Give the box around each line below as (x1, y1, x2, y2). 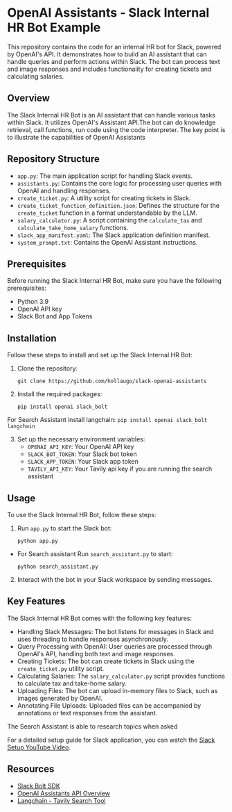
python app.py (17, 537, 58, 544)
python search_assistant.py (17, 563, 98, 570)
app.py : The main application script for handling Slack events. (17, 172, 193, 180)
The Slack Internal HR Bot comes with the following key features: (7, 614, 193, 622)
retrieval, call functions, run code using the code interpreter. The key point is (7, 125, 226, 133)
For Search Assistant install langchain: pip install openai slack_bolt (7, 416, 208, 424)
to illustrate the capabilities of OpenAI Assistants (7, 133, 146, 141)
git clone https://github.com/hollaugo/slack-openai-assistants (17, 377, 207, 385)
